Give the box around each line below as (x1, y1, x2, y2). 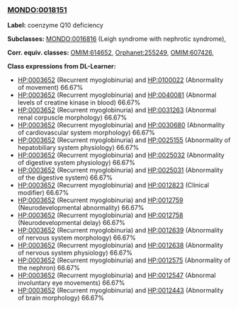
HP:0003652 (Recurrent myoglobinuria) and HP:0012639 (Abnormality (17, 226, 224, 235)
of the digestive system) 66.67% (17, 173, 113, 182)
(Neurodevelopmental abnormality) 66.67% (17, 204, 144, 212)
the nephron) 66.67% (17, 264, 80, 272)
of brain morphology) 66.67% (17, 293, 105, 302)
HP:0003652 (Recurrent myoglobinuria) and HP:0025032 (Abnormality (17, 151, 225, 160)
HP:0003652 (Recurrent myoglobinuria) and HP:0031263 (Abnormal (17, 106, 217, 115)
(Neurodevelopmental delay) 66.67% (17, 218, 126, 227)
